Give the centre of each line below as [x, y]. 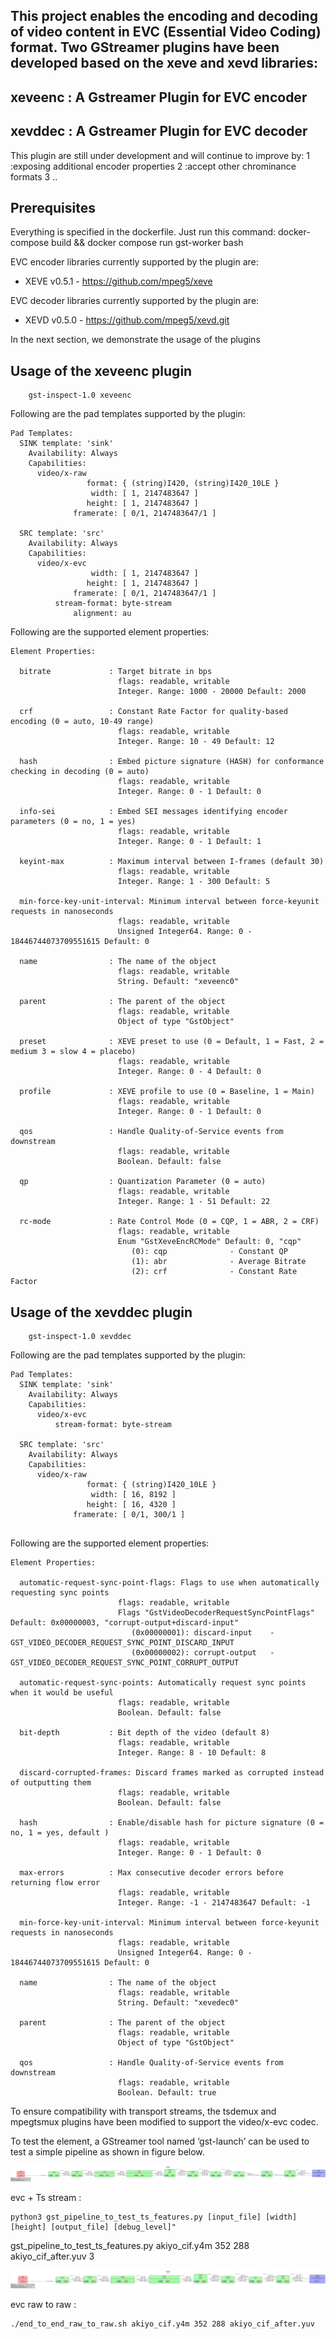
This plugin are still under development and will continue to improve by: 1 [160, 155]
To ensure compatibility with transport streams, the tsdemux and [143, 2111]
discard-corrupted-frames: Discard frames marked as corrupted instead [172, 1773]
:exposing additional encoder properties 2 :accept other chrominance [153, 166]
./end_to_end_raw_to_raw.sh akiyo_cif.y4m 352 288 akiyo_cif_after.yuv [162, 2324]
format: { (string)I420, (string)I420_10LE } [183, 484]
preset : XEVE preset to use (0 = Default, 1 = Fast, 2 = [172, 1042]
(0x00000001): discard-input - [203, 1633]
